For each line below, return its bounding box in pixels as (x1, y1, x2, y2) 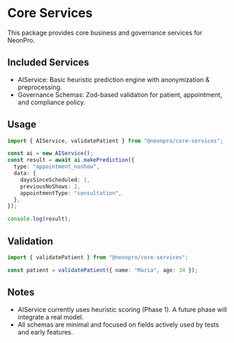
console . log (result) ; (7, 215, 72, 223)
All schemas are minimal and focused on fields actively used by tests (17, 320, 220, 329)
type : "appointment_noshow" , (13, 163, 100, 171)
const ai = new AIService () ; (7, 150, 94, 157)
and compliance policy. (17, 98, 86, 106)
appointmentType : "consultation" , (20, 189, 122, 196)
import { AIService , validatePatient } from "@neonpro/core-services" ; (7, 137, 223, 145)
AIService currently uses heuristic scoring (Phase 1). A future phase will (17, 305, 227, 313)
